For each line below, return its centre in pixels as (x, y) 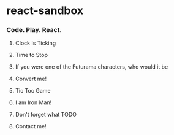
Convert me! (31, 79)
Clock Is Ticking (36, 43)
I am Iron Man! (33, 102)
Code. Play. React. (34, 30)
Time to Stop (31, 55)
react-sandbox (45, 11)
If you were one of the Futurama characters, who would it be (92, 67)
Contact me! (31, 126)
